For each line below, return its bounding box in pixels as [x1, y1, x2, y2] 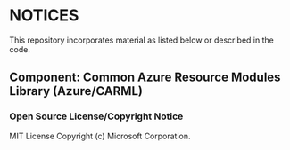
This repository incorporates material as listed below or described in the [9, 35, 274, 45]
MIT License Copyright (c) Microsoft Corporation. [9, 130, 191, 141]
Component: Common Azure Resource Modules [9, 70, 281, 85]
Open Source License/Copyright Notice [9, 110, 184, 122]
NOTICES [9, 5, 79, 26]
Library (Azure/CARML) [9, 83, 143, 99]
